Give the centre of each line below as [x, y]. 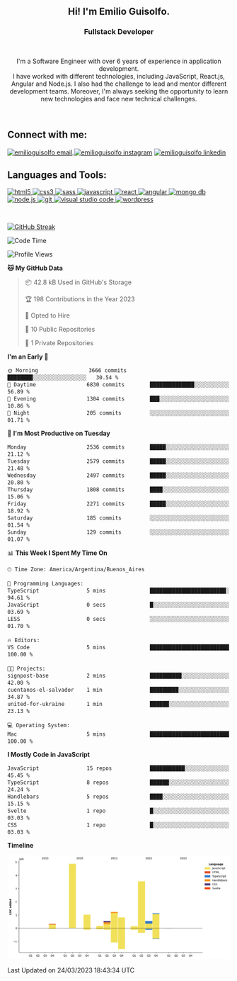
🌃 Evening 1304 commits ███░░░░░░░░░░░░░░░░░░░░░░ [118, 399]
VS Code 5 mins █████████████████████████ [118, 647]
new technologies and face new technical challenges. [119, 99]
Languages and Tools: [57, 175]
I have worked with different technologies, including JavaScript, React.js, [119, 76]
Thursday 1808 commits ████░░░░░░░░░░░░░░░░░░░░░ [118, 489]
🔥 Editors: [24, 640]
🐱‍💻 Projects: [27, 668]
